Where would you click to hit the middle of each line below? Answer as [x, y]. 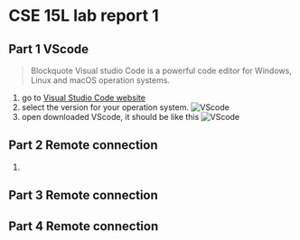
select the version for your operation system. [105, 107]
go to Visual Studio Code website [84, 97]
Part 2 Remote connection [83, 145]
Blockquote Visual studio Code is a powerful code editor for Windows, [161, 70]
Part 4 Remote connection [84, 226]
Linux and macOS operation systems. [100, 80]
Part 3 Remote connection [84, 195]
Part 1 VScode [49, 49]
